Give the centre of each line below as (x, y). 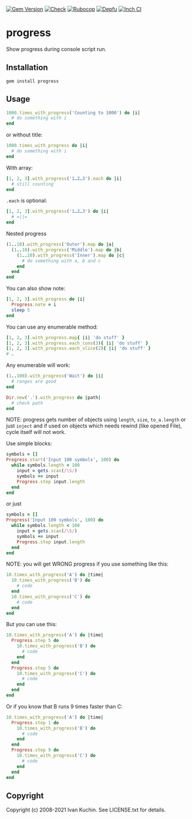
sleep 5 (21, 310)
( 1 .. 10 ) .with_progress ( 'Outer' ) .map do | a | (60, 245)
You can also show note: (36, 289)
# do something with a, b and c (61, 261)
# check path (27, 403)
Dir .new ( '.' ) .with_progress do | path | (53, 397)
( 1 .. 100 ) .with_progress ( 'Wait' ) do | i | (55, 376)
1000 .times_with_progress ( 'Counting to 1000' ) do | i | (73, 113)
